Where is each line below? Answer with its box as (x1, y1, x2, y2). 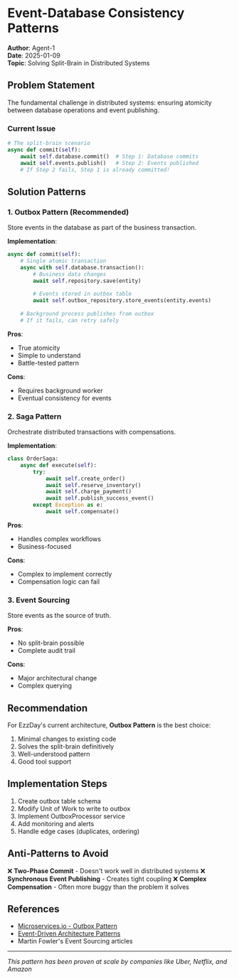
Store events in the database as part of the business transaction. (7, 223, 197, 232)
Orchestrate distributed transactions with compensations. (7, 428, 176, 437)
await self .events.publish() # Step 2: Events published (20, 159, 199, 166)
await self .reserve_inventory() (45, 481, 142, 488)
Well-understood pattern (17, 750, 90, 759)
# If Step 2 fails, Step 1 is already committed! (20, 166, 171, 173)
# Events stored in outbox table (33, 290, 132, 298)
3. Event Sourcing (7, 595, 70, 605)
